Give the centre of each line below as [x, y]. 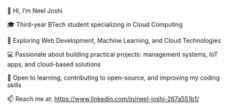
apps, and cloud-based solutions [54, 64]
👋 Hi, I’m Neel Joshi [35, 11]
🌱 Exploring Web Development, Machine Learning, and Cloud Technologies [114, 40]
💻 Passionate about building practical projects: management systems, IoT [113, 54]
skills [15, 85]
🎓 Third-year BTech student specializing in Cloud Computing [95, 25]
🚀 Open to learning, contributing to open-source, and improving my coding [113, 77]
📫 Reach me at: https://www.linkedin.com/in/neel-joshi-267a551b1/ [103, 99]
